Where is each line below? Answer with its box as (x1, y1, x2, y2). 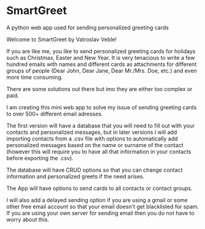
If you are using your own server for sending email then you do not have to (6, 209, 195, 217)
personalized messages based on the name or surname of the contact (6, 141, 184, 148)
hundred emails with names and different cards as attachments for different (6, 60, 197, 68)
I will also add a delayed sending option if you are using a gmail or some (6, 196, 188, 203)
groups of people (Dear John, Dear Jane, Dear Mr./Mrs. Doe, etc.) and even (6, 67, 197, 74)
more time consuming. (6, 73, 63, 81)
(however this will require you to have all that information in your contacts (6, 148, 192, 155)
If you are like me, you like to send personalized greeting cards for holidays (6, 47, 196, 55)
